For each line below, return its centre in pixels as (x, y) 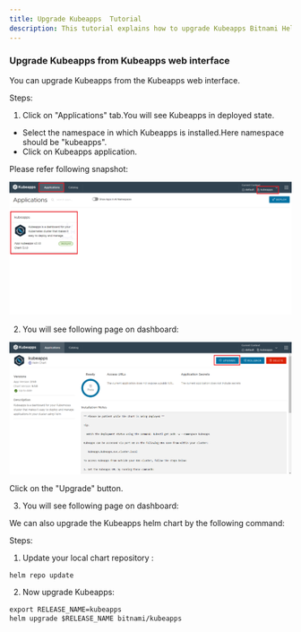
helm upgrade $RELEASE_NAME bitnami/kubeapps (95, 619)
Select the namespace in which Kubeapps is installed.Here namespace (153, 132)
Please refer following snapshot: (69, 169)
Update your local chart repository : (88, 558)
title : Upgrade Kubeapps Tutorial (76, 19)
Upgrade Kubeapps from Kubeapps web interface (120, 61)
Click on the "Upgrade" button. (66, 488)
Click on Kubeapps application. (79, 152)
